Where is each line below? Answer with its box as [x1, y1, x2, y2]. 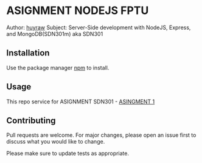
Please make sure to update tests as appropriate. [6, 150, 130, 157]
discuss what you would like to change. [6, 138, 105, 145]
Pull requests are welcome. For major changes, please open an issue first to [6, 131, 197, 139]
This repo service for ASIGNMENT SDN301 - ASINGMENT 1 [6, 98, 155, 105]
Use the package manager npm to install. [6, 64, 110, 71]
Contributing [6, 115, 56, 125]
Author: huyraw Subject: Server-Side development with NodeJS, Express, [6, 24, 191, 31]
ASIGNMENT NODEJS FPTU [6, 4, 149, 18]
